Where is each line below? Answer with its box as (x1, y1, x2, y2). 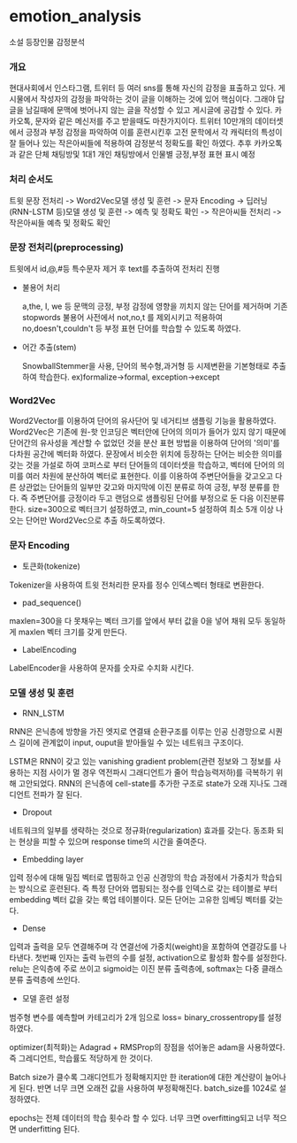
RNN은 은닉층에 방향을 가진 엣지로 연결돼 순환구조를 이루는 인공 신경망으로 (9, 725, 267, 736)
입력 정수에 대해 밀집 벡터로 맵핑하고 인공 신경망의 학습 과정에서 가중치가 (9, 871, 259, 882)
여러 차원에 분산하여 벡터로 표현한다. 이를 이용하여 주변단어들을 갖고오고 (25, 471, 274, 481)
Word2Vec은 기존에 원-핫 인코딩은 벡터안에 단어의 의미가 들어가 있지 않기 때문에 (9, 426, 286, 437)
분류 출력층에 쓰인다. (9, 974, 80, 985)
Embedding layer (21, 854, 84, 864)
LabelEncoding (21, 644, 77, 656)
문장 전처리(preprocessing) (9, 242, 125, 254)
